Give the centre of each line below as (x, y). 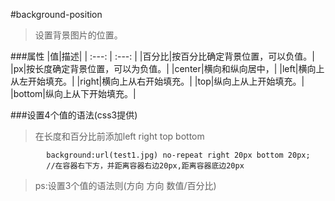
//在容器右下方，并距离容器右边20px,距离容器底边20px (145, 166)
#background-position (56, 14)
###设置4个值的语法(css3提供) (74, 115)
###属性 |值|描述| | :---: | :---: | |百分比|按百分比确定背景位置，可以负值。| (162, 56)
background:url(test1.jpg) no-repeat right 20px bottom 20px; (178, 155)
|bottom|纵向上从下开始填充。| (73, 93)
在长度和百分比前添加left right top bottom (119, 136)
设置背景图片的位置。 (78, 35)
